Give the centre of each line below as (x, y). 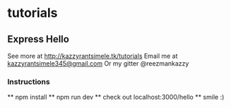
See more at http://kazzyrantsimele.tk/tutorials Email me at (93, 56)
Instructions (29, 81)
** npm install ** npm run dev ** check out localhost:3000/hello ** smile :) (116, 97)
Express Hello (38, 39)
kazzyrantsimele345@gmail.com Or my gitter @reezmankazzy (98, 64)
